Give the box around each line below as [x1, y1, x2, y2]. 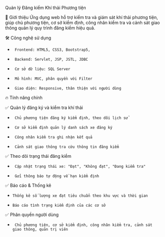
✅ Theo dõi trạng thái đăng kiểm [5, 153, 72, 159]
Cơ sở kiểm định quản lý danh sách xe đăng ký [14, 125, 112, 130]
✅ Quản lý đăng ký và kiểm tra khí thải [5, 105, 83, 111]
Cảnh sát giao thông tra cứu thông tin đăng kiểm [14, 144, 119, 149]
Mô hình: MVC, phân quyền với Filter [14, 76, 93, 81]
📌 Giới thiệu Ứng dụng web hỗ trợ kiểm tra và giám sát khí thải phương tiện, [5, 14, 158, 20]
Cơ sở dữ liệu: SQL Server [14, 67, 70, 72]
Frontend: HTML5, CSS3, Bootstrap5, [14, 47, 91, 52]
